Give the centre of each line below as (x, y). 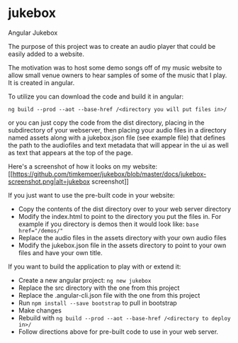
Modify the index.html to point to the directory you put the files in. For (120, 216)
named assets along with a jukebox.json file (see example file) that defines (117, 137)
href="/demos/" (41, 231)
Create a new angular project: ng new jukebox (85, 280)
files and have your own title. (60, 252)
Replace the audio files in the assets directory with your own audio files (122, 237)
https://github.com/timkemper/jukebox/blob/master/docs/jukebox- (109, 174)
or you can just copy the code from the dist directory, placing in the (106, 123)
